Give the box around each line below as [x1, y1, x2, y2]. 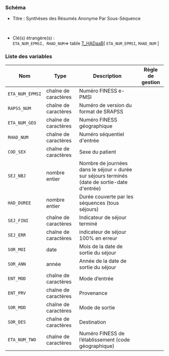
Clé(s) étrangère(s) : [12, 35, 55, 41]
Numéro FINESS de [79, 330, 125, 337]
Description [93, 72, 122, 79]
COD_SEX [8, 149, 26, 155]
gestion [141, 79, 160, 86]
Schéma [5, 4, 26, 11]
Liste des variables [5, 53, 52, 60]
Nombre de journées [79, 159, 128, 166]
